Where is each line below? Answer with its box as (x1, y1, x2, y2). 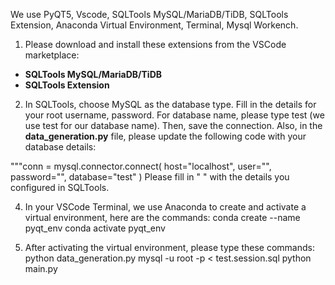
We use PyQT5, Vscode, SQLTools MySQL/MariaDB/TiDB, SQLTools (10, 9, 289, 20)
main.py (24, 263, 58, 274)
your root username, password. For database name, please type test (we (24, 109, 325, 121)
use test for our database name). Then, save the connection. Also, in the (24, 120, 323, 131)
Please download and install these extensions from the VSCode (24, 39, 287, 50)
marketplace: (24, 49, 80, 61)
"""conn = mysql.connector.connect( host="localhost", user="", (10, 160, 272, 172)
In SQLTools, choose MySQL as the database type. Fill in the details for (24, 99, 317, 110)
